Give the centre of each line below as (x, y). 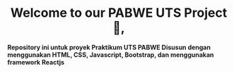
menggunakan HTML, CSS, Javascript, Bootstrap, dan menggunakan (111, 55)
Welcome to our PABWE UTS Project (119, 13)
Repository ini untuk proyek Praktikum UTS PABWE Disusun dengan (109, 47)
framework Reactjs (36, 62)
